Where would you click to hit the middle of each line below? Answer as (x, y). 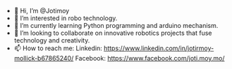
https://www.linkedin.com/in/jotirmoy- (159, 48)
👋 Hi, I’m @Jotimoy (42, 11)
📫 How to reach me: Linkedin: (58, 48)
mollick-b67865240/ (44, 58)
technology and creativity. (52, 40)
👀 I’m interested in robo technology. (66, 18)
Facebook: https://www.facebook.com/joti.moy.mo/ (150, 58)
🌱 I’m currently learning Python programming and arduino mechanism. (116, 25)
